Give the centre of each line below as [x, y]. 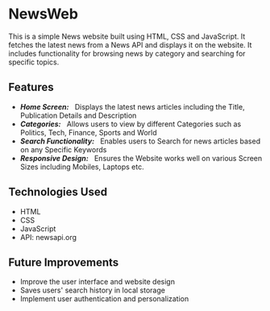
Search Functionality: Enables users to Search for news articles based [140, 141]
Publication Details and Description [78, 115]
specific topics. [34, 62]
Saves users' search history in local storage [92, 290]
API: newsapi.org [48, 237]
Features [31, 87]
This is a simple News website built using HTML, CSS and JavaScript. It [127, 36]
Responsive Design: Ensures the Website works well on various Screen [141, 158]
